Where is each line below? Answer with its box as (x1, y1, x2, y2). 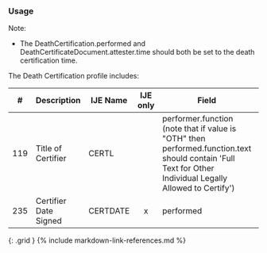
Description (35, 95, 81, 106)
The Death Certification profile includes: (8, 71, 140, 81)
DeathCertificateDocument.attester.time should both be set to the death (19, 48, 255, 57)
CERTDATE (88, 205, 130, 217)
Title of (35, 143, 62, 154)
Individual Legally (162, 173, 228, 184)
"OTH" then (162, 133, 206, 144)
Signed (35, 216, 62, 227)
